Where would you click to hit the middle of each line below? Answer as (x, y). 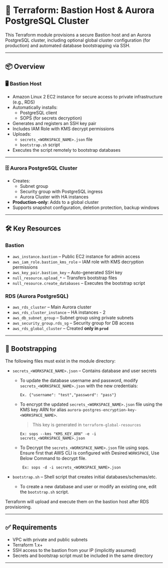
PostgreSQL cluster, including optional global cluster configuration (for (78, 40)
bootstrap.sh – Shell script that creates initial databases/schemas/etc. (85, 477)
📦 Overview (25, 67)
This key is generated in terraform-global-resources (87, 424)
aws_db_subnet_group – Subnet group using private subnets (73, 317)
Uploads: (22, 134)
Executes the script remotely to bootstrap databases (66, 150)
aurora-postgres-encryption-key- (102, 410)
